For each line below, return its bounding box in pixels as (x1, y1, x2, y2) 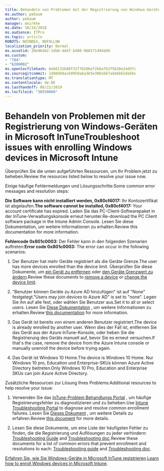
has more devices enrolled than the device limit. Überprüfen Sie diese (12, 263, 153, 270)
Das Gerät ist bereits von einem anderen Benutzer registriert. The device (12, 319, 157, 325)
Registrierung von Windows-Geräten (5, 121, 158, 132)
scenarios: (5, 249, 26, 255)
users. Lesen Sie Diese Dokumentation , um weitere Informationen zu (12, 305, 151, 311)
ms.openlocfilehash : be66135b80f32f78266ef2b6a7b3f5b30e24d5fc (5, 67, 137, 72)
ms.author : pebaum (5, 12, 42, 17)
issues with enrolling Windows (5, 142, 132, 153)
